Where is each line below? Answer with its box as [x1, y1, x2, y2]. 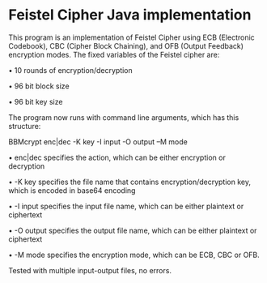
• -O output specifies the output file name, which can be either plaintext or [8, 225, 257, 235]
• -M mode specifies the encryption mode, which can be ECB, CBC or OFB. [8, 250, 261, 259]
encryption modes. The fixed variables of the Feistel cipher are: [8, 49, 220, 59]
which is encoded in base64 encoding [8, 185, 136, 195]
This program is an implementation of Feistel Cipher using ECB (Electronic [8, 32, 255, 42]
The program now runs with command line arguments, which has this [8, 112, 239, 122]
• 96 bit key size [8, 96, 63, 106]
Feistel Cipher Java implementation [8, 6, 252, 24]
